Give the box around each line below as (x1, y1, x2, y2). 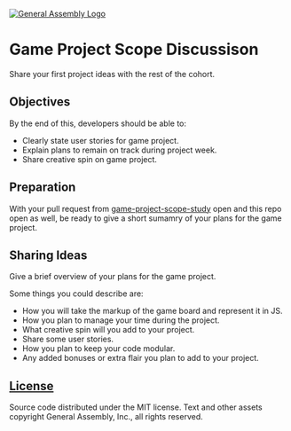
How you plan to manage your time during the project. (21, 315, 220, 325)
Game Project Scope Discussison (9, 40, 259, 59)
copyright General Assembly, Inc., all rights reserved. (9, 411, 204, 422)
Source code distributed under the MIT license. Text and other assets (9, 402, 263, 412)
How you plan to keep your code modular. (21, 343, 176, 354)
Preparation (9, 180, 76, 195)
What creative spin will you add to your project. (21, 325, 195, 335)
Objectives (9, 94, 71, 110)
